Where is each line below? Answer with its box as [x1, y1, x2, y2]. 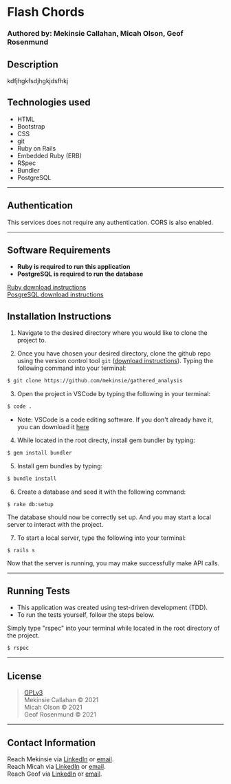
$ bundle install [7, 475, 57, 482]
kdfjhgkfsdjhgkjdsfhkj [7, 76, 69, 85]
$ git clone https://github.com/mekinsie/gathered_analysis [7, 378, 184, 384]
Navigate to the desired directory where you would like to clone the [16, 329, 208, 337]
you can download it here [16, 422, 89, 431]
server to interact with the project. [7, 520, 104, 528]
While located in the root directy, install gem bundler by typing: [16, 436, 196, 444]
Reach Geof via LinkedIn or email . [7, 770, 102, 778]
